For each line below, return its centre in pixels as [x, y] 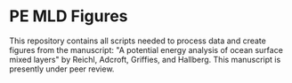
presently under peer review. [62, 69]
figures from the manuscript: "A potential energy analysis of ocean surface [146, 49]
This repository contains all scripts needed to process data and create [138, 41]
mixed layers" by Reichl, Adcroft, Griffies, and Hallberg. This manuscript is [145, 59]
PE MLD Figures [69, 16]
